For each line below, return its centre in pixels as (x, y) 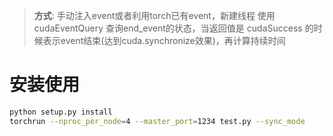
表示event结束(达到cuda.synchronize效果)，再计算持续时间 (164, 40)
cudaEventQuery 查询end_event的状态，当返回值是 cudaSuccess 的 (173, 28)
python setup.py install (61, 112)
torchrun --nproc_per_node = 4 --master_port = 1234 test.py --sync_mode (157, 121)
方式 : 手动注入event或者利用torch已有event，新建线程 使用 (154, 15)
